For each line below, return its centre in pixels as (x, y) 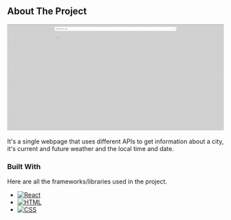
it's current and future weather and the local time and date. (90, 148)
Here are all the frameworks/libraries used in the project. (87, 181)
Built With (24, 166)
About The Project (47, 11)
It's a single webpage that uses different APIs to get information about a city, (115, 141)
